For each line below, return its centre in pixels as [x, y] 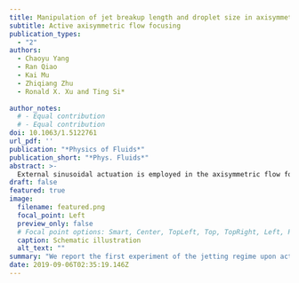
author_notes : [36, 108]
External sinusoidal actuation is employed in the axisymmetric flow [149, 174]
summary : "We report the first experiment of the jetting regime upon [143, 257]
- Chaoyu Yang [43, 59]
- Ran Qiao [37, 67]
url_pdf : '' [31, 141]
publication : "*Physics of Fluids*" [77, 149]
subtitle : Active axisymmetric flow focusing [95, 26]
